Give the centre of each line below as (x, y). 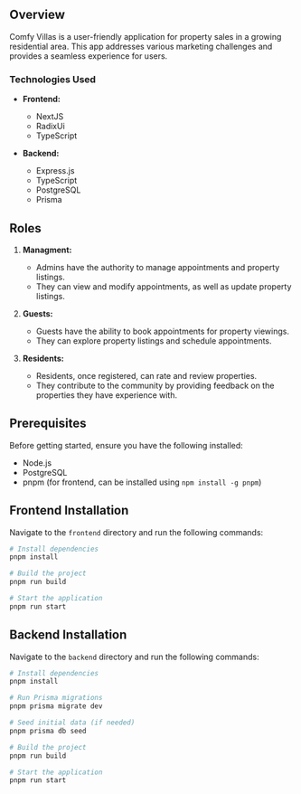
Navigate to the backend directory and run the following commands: (134, 657)
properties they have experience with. (107, 395)
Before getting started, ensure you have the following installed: (127, 445)
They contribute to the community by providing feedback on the (155, 385)
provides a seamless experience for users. (89, 56)
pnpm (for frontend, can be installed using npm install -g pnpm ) (142, 482)
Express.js (55, 171)
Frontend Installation (69, 510)
